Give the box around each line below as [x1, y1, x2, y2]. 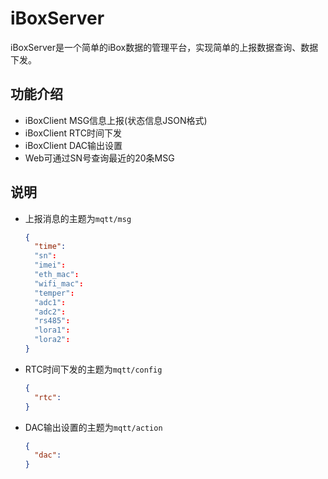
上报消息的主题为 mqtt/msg [24, 212, 132, 224]
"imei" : [34, 260, 67, 271]
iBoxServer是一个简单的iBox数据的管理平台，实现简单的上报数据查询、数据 [10, 41, 319, 53]
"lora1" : [34, 325, 71, 336]
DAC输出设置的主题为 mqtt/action [24, 421, 163, 433]
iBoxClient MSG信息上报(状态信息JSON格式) [24, 114, 208, 126]
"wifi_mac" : [34, 278, 84, 289]
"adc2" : [34, 307, 67, 317]
